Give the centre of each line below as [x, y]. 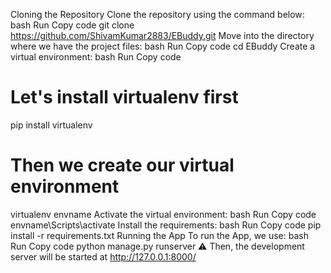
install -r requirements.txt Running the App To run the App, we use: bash [159, 235]
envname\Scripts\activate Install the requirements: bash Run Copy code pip [166, 225]
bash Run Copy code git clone [72, 25]
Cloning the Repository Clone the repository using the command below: [157, 14]
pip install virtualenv [51, 125]
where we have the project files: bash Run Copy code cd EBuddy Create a [163, 46]
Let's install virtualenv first [124, 97]
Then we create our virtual [122, 165]
